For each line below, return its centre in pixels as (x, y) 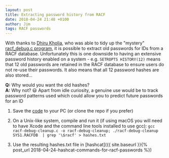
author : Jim (18, 24)
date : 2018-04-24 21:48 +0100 (37, 19)
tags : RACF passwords (28, 29)
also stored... (19, 75)
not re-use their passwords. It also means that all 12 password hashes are (82, 70)
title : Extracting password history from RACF (55, 15)
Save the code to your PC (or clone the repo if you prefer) (73, 111)
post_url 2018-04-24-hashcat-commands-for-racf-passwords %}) (82, 150)
